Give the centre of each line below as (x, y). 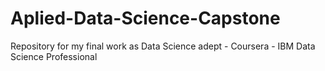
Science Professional (54, 56)
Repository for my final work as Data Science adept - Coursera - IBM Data (163, 46)
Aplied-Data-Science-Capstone (145, 18)
